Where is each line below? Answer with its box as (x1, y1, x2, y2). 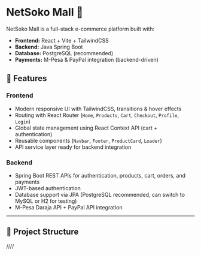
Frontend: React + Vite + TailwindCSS (14, 37, 109, 44)
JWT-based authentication (14, 184, 81, 191)
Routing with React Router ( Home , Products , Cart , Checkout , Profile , (14, 111, 179, 119)
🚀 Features (6, 73, 47, 83)
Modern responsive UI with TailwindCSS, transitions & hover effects (14, 105, 182, 112)
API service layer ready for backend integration (14, 143, 132, 151)
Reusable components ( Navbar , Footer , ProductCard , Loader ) (14, 137, 163, 144)
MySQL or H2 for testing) (14, 197, 77, 205)
